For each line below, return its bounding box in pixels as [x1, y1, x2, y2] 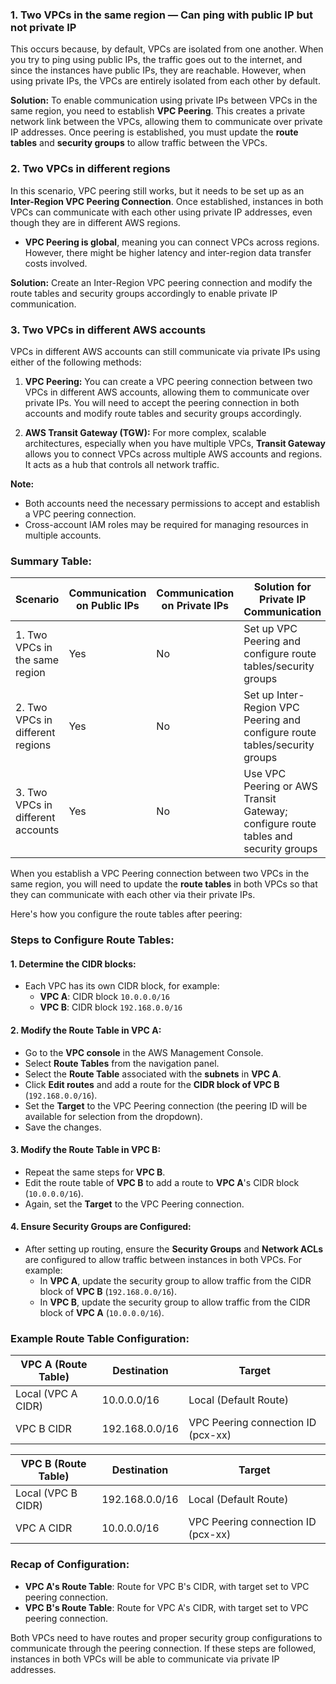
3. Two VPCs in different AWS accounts [10, 323, 207, 337]
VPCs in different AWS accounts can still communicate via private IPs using [10, 345, 321, 357]
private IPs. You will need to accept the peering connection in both [24, 396, 300, 408]
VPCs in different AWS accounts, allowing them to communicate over [24, 386, 310, 398]
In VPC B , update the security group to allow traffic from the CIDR [39, 1296, 311, 1308]
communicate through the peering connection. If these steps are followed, [10, 1642, 317, 1654]
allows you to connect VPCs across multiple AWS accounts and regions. [24, 448, 323, 460]
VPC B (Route [20, 1457, 87, 1471]
